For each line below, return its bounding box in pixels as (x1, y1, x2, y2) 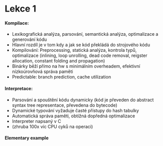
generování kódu (12, 36, 47, 43)
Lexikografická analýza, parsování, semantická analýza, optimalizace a (12, 31, 158, 37)
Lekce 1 (5, 3, 36, 15)
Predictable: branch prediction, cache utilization (12, 74, 111, 80)
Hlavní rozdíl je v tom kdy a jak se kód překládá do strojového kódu (12, 42, 150, 48)
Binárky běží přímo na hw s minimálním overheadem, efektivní (12, 63, 140, 69)
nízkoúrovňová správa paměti (12, 68, 73, 75)
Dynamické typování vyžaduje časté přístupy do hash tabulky (12, 107, 139, 113)
